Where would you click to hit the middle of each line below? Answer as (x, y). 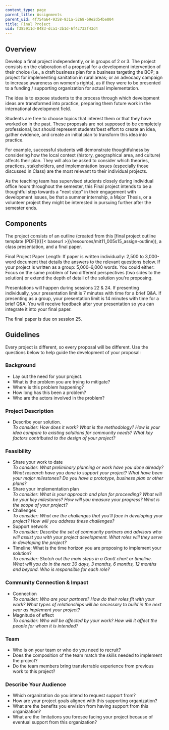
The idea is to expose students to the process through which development (82, 98)
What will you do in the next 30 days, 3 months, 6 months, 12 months (84, 564)
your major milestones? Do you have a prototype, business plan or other (88, 478)
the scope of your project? (40, 505)
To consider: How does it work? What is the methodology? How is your (86, 427)
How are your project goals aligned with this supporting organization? (85, 701)
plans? (19, 483)
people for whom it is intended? (45, 626)
